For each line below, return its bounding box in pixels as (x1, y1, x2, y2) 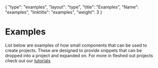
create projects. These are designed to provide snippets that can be (5, 47, 142, 53)
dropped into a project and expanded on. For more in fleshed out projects (5, 52, 153, 58)
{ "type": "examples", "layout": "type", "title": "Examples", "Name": (5, 4, 139, 10)
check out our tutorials (5, 58, 51, 64)
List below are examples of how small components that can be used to (5, 42, 147, 48)
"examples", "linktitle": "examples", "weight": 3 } (5, 9, 102, 15)
